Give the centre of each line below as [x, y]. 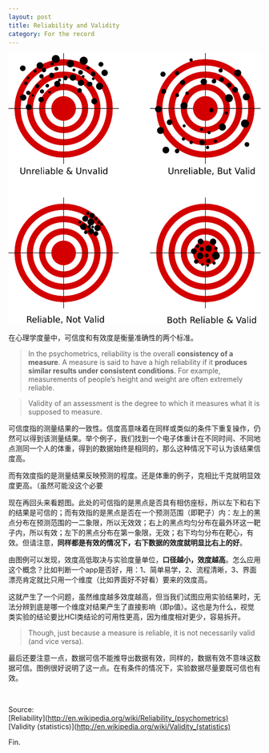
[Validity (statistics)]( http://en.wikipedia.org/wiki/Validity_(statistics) [119, 727]
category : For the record [51, 34]
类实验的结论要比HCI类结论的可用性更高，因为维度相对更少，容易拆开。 [127, 617]
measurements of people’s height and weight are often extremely [135, 379]
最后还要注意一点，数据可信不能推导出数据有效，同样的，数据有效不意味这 [131, 658]
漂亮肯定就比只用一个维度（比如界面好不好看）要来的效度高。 [110, 580]
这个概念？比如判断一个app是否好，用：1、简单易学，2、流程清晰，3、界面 [132, 570]
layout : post [30, 17]
